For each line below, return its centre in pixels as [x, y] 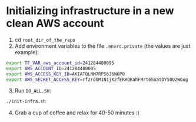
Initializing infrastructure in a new [90, 11]
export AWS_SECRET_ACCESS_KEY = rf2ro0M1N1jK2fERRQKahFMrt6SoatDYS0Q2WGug [97, 80]
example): [27, 52]
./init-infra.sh [26, 101]
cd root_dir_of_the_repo [45, 39]
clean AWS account [55, 23]
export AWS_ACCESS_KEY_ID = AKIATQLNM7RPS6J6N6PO [66, 74]
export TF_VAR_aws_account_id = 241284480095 [60, 63]
